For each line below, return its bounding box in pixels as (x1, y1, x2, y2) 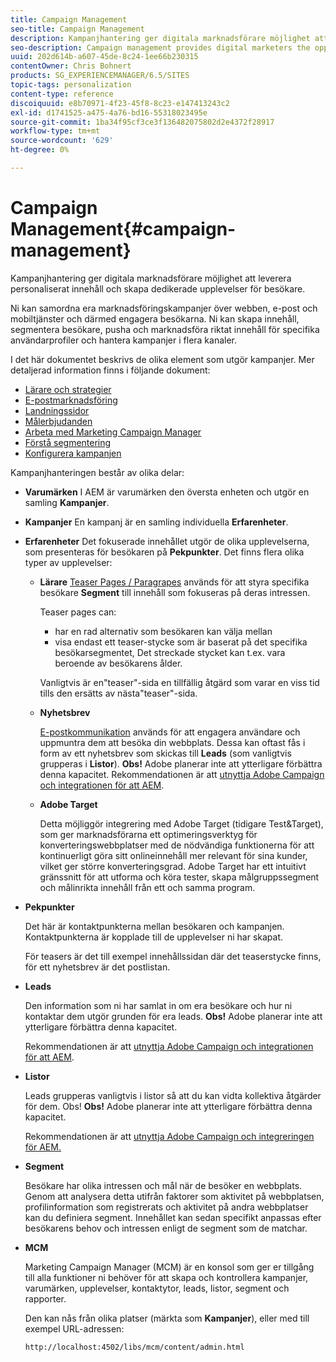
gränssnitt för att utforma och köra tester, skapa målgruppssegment (39, 871, 320, 883)
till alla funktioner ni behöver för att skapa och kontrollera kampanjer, (24, 1271, 309, 1283)
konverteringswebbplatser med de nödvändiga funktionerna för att (39, 839, 315, 851)
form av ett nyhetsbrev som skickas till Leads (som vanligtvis (39, 747, 292, 759)
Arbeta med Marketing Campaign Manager (24, 426, 202, 438)
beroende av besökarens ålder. (54, 657, 183, 669)
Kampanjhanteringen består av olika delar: (10, 466, 185, 478)
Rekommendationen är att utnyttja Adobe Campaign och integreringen (24, 1130, 315, 1142)
